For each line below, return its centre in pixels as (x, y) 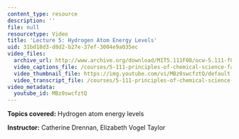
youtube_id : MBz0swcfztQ (51, 93)
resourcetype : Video (38, 34)
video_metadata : (31, 87)
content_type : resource (43, 14)
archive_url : (33, 61)
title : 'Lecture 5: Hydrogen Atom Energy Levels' (83, 41)
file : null (23, 27)
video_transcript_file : (49, 80)
